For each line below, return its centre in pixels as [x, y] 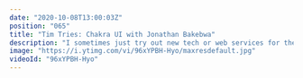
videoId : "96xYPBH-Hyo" [54, 59]
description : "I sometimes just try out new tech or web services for [145, 43]
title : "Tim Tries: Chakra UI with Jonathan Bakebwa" [113, 34]
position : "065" [40, 26]
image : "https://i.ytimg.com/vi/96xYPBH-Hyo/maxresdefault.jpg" [133, 51]
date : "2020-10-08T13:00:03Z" [66, 17]
